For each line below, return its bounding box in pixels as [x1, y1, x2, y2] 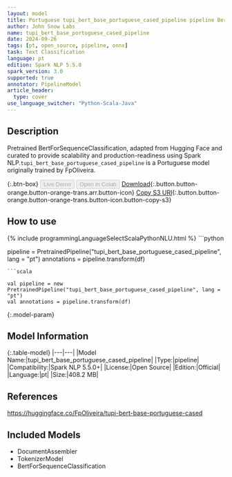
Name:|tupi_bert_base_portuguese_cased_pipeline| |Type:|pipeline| [7, 356, 200, 364]
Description [7, 126, 59, 137]
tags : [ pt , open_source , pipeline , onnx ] [7, 42, 128, 49]
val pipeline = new [7, 280, 64, 287]
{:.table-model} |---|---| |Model [7, 349, 97, 357]
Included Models [7, 429, 81, 440]
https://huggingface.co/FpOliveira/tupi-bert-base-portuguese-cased [7, 409, 203, 418]
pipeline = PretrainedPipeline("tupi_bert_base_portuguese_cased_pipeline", [7, 247, 222, 255]
